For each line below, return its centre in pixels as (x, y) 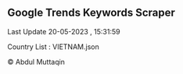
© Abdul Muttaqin (36, 62)
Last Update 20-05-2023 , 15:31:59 (64, 31)
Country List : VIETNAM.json (53, 47)
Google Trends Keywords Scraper (91, 13)
